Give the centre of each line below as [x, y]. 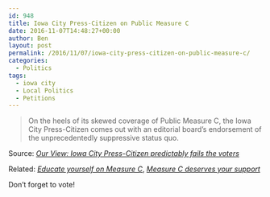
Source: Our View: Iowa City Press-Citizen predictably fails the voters [124, 154]
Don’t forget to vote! [42, 185]
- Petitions [36, 98]
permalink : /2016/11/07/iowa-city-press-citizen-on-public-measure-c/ [129, 53]
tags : [17, 76]
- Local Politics [45, 90]
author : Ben [28, 38]
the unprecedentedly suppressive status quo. [103, 138]
